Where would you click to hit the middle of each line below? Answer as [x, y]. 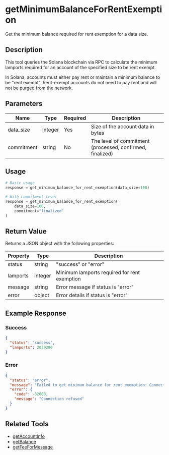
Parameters [24, 104]
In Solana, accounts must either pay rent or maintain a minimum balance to [83, 77]
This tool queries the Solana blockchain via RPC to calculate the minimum [81, 62]
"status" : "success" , [32, 343]
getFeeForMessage [32, 447]
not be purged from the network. [39, 88]
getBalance [24, 441]
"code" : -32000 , [31, 394]
